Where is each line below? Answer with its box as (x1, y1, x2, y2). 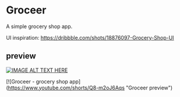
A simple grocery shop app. (6, 23, 73, 30)
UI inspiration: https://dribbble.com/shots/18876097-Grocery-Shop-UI (6, 34, 174, 41)
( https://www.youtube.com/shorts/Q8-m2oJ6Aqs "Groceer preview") (6, 84, 173, 91)
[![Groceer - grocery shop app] (6, 78, 81, 85)
